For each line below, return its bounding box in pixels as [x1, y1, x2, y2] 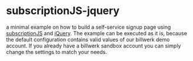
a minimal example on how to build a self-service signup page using [6, 23, 171, 30]
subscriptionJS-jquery [6, 4, 119, 18]
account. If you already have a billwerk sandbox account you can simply [6, 42, 181, 49]
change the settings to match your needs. [6, 48, 107, 55]
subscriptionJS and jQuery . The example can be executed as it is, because [6, 29, 187, 36]
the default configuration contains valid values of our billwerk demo [6, 36, 170, 43]
